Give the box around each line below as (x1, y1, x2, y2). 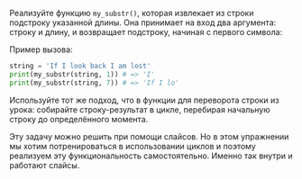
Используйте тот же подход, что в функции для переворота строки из (9, 94, 279, 105)
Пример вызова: (9, 44, 74, 55)
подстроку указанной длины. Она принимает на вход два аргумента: (9, 17, 277, 28)
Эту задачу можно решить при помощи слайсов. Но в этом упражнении (9, 130, 289, 142)
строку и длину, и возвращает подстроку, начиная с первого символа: (9, 27, 283, 37)
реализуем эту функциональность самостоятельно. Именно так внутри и (9, 150, 293, 161)
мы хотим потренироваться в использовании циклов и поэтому (9, 140, 257, 151)
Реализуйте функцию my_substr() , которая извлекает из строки (9, 8, 254, 18)
